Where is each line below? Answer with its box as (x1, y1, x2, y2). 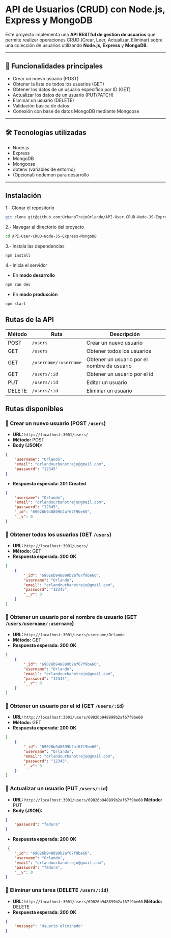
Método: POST (12, 437, 45, 443)
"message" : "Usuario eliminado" (14, 924, 83, 929)
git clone (5, 215, 26, 220)
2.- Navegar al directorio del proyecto (5, 224, 84, 230)
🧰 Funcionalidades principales (5, 62, 103, 71)
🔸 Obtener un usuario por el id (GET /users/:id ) (5, 702, 124, 709)
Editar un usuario (86, 378, 127, 386)
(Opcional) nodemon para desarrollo (12, 171, 89, 177)
